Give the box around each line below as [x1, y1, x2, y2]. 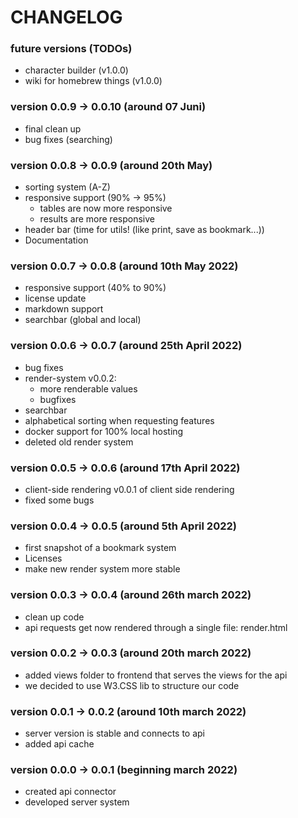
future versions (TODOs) [10, 42, 133, 56]
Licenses [24, 552, 63, 565]
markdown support [24, 303, 104, 315]
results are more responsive [39, 213, 155, 225]
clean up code [24, 611, 85, 623]
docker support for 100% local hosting [24, 425, 184, 437]
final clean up [24, 122, 82, 135]
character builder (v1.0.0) [24, 64, 129, 76]
